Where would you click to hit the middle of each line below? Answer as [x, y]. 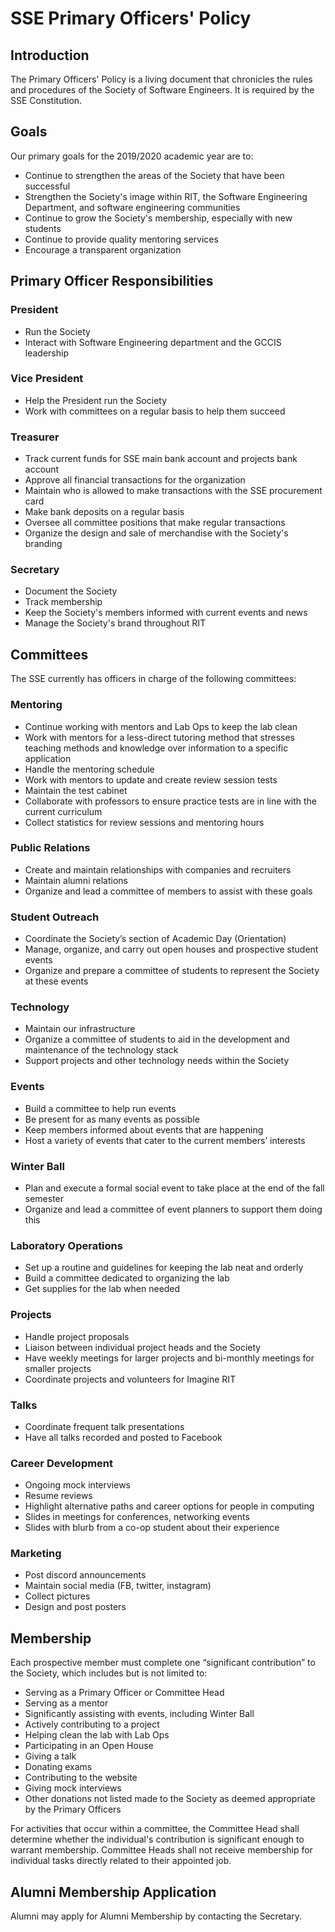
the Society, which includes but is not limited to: [109, 1673]
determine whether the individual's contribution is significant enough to [157, 1839]
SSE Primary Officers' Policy [131, 18]
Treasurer [35, 437]
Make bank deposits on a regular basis [104, 512]
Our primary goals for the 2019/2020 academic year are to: [132, 156]
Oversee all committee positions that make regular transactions [155, 523]
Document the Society [71, 591]
